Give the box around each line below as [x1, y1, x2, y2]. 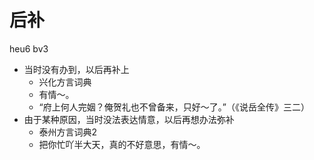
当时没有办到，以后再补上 [23, 63, 130, 75]
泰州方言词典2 [38, 126, 98, 138]
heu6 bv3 [9, 42, 49, 55]
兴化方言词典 [38, 76, 92, 88]
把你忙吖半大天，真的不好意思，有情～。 [38, 138, 206, 150]
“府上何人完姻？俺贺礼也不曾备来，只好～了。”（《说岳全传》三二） [38, 101, 310, 113]
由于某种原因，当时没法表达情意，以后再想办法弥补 [23, 113, 235, 125]
